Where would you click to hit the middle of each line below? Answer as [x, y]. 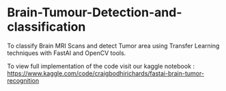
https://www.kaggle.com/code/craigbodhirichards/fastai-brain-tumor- [106, 73]
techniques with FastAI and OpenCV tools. [67, 53]
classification [46, 27]
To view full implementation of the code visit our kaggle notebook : [101, 66]
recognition [23, 80]
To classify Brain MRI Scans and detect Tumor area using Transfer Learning [113, 45]
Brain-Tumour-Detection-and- [95, 13]
